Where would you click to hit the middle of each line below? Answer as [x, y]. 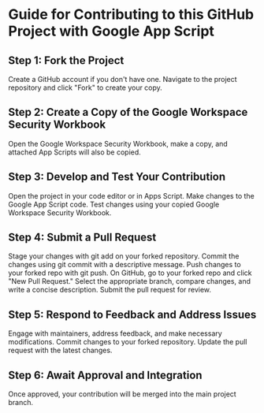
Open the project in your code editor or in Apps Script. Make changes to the [131, 195]
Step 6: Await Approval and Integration [105, 375]
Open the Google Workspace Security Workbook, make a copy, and [118, 143]
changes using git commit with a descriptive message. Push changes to [125, 265]
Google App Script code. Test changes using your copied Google [114, 204]
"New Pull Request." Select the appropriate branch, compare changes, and [129, 281]
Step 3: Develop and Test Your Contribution [117, 177]
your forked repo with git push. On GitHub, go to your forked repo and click [130, 273]
